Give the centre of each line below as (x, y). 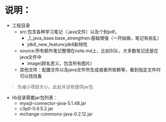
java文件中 (31, 57)
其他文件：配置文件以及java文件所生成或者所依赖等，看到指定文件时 (90, 69)
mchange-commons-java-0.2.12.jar (56, 114)
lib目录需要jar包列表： (35, 97)
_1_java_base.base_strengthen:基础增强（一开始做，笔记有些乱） (94, 38)
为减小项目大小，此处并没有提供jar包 (55, 87)
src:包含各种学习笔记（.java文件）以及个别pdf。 (69, 31)
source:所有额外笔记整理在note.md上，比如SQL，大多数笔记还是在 (89, 51)
